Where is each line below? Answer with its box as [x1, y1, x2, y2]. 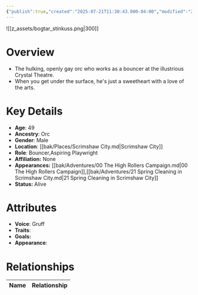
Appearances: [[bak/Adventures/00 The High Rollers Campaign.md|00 [14, 162, 188, 169]
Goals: [14, 233, 31, 240]
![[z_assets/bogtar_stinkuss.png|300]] [6, 25, 99, 32]
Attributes [6, 201, 57, 214]
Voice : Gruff [14, 221, 45, 228]
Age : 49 [14, 124, 35, 131]
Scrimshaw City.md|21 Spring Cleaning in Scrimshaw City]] [14, 174, 159, 181]
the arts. [14, 84, 35, 91]
